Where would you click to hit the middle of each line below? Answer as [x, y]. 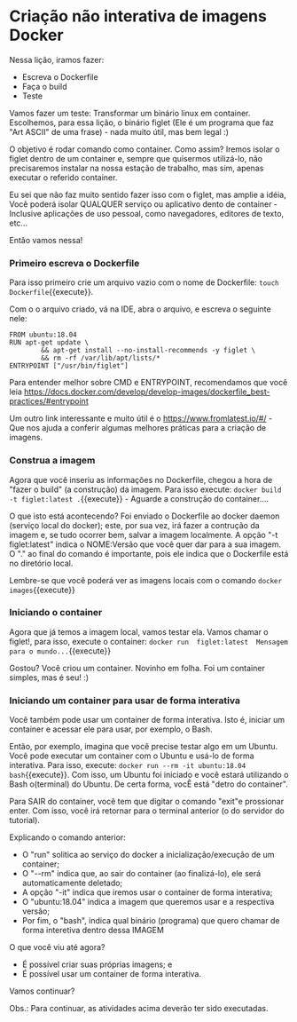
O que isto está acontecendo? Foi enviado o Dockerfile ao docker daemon [145, 516]
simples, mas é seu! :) [49, 677]
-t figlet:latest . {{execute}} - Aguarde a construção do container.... [139, 498]
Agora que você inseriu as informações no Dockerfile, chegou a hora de [141, 479]
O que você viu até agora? [57, 947]
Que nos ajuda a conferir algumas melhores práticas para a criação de [138, 428]
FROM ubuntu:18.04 [43, 335]
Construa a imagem [52, 461]
